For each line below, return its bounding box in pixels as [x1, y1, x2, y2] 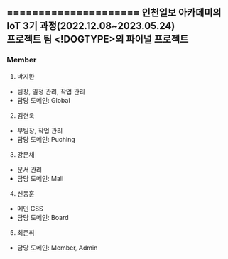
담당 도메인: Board [16, 213, 69, 221]
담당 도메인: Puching [16, 135, 75, 143]
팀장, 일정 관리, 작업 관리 [16, 87, 86, 96]
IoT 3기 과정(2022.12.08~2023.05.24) [6, 20, 175, 32]
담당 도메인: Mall [16, 174, 64, 182]
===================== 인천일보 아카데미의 [6, 6, 222, 19]
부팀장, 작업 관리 [16, 126, 63, 135]
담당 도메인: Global [16, 96, 70, 104]
